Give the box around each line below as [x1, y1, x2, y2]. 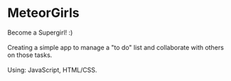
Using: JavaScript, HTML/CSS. [7, 66, 97, 74]
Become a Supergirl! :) [7, 28, 73, 37]
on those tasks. [7, 51, 53, 59]
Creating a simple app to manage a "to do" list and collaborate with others [7, 43, 224, 51]
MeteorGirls [7, 5, 80, 21]
